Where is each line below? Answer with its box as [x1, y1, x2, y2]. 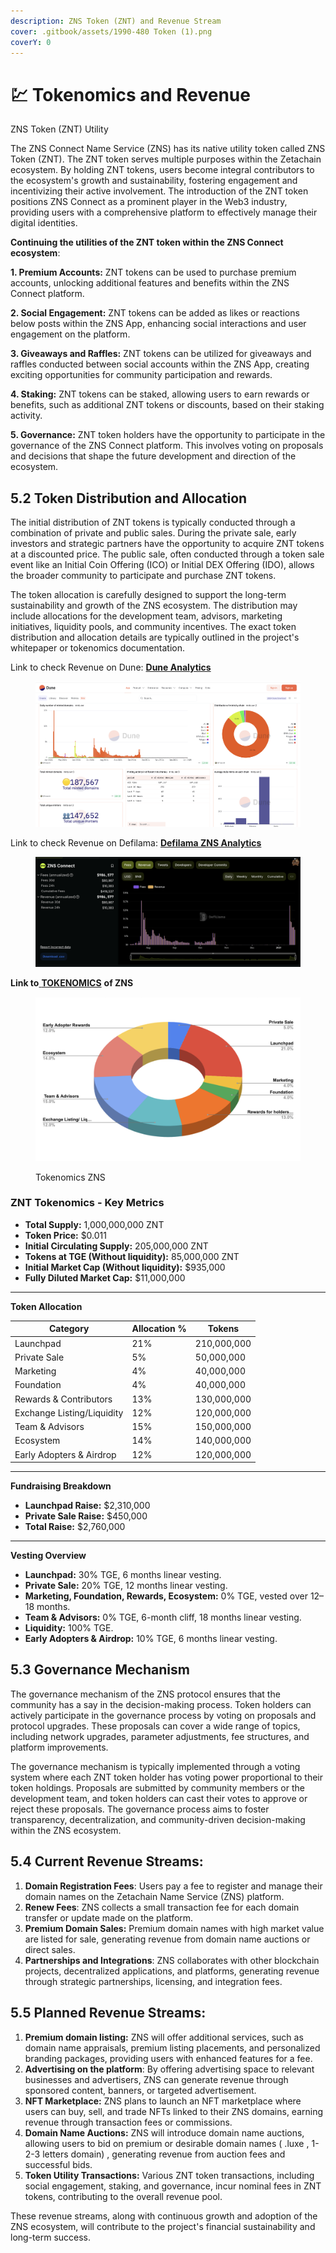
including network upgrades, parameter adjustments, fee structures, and [10, 1730, 310, 1742]
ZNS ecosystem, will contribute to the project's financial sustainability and [10, 2220, 316, 2232]
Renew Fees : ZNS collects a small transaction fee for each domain [24, 1901, 300, 1913]
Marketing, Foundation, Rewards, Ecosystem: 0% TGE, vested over [24, 1590, 308, 1602]
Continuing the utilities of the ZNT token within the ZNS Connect [10, 236, 284, 249]
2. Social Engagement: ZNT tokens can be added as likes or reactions [10, 307, 300, 319]
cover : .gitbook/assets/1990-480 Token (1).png [10, 26, 213, 37]
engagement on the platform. [10, 328, 131, 340]
